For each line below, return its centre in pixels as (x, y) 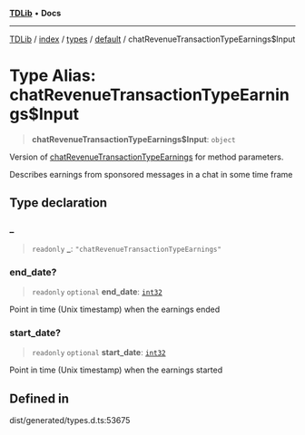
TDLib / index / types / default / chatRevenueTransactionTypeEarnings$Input (152, 39)
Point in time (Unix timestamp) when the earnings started (116, 370)
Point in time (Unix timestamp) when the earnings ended (115, 309)
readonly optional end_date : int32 (97, 291)
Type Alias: (53, 76)
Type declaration (58, 203)
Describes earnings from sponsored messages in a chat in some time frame (151, 174)
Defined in (39, 398)
